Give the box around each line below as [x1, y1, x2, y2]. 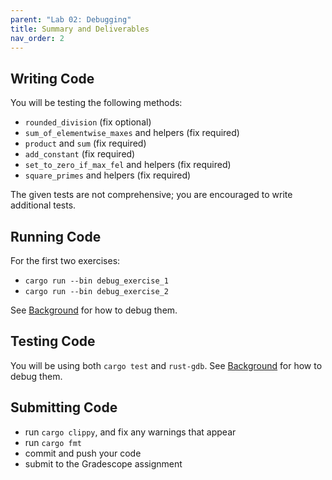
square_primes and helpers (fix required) [24, 169, 192, 181]
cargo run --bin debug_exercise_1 [24, 276, 169, 286]
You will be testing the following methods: [10, 97, 183, 109]
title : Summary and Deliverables [10, 24, 150, 34]
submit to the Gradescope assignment [24, 457, 183, 470]
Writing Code [10, 70, 95, 87]
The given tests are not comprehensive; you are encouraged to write [10, 189, 293, 201]
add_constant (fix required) [24, 148, 136, 160]
